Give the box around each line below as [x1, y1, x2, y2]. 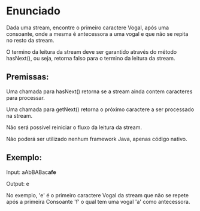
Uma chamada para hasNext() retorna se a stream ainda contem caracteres [6, 88, 193, 95]
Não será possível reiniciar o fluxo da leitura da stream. [6, 124, 143, 131]
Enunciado [6, 4, 61, 18]
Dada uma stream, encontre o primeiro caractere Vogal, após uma [6, 24, 169, 31]
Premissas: [6, 72, 49, 82]
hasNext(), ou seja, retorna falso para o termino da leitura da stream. [6, 54, 175, 62]
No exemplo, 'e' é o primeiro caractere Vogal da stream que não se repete [6, 191, 189, 198]
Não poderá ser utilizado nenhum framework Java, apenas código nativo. [6, 135, 187, 142]
